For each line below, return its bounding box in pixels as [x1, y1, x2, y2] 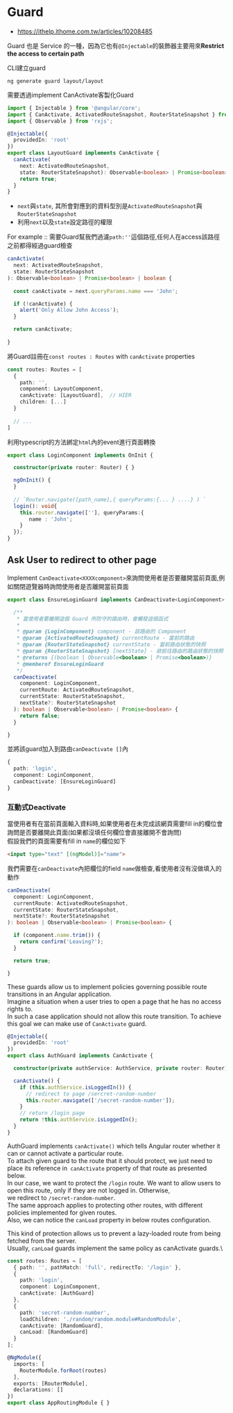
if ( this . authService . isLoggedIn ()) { [19, 1084, 132, 1091]
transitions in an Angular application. [7, 990, 112, 998]
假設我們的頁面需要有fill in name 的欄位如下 [7, 837, 126, 846]
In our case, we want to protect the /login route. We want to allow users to [7, 1178, 221, 1187]
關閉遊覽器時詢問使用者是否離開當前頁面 [12, 582, 129, 590]
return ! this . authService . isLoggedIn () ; [19, 1116, 138, 1123]
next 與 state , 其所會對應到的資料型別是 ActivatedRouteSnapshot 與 [17, 202, 202, 210]
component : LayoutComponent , [19, 386, 104, 393]
